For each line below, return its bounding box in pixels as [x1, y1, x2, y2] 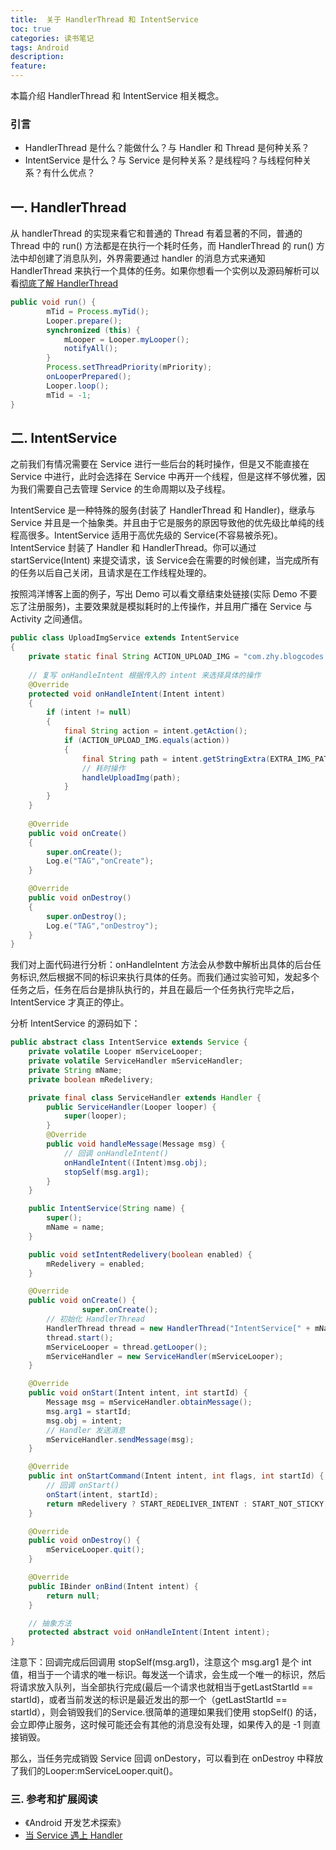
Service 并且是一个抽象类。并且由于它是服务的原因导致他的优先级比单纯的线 [10, 517, 325, 529]
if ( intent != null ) [46, 707, 132, 718]
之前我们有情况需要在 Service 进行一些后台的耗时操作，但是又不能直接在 [10, 458, 310, 470]
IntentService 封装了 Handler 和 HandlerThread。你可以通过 [10, 542, 257, 554]
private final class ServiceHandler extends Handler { [28, 1092, 262, 1103]
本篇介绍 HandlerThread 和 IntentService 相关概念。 [10, 90, 225, 101]
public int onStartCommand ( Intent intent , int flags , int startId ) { [28, 1471, 325, 1481]
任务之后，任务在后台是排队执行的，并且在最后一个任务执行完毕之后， [10, 984, 300, 996]
